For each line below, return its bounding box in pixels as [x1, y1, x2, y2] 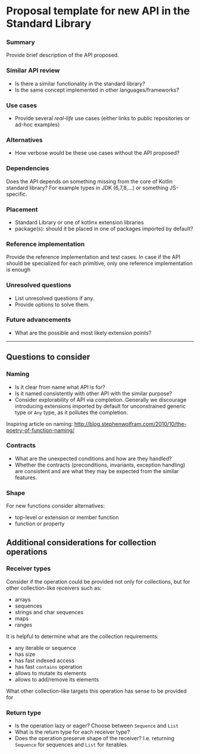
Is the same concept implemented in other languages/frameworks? [14, 86, 180, 93]
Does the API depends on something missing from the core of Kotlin [6, 177, 173, 185]
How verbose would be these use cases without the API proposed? [14, 149, 180, 157]
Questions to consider [6, 352, 90, 362]
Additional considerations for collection [6, 537, 157, 547]
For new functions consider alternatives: [6, 502, 105, 509]
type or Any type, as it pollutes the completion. [14, 409, 129, 416]
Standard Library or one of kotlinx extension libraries [14, 218, 144, 226]
